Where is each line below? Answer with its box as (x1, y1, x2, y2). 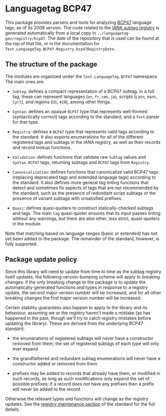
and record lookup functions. (12, 144, 72, 150)
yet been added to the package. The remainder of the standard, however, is (5, 235, 160, 241)
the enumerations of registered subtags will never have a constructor (12, 335, 154, 341)
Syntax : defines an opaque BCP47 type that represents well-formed (12, 108, 148, 114)
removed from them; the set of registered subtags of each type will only (12, 341, 160, 347)
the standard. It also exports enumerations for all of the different (12, 134, 144, 139)
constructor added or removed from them (12, 360, 98, 366)
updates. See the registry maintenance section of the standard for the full (5, 401, 155, 407)
